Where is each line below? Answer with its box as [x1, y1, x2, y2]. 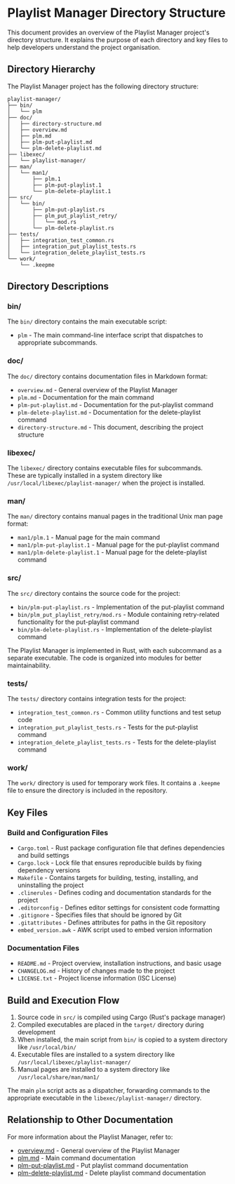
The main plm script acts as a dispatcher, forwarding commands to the [7, 1086, 210, 1095]
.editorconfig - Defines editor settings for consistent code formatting [17, 903, 220, 912]
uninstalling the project [17, 881, 84, 889]
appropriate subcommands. [17, 338, 98, 347]
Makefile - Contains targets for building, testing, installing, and [17, 873, 199, 882]
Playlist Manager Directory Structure [7, 5, 226, 21]
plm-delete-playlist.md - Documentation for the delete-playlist [17, 408, 201, 416]
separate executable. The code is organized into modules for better [7, 653, 202, 662]
